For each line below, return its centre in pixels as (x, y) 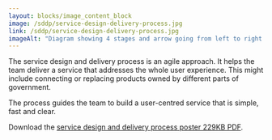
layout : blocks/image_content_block (70, 16)
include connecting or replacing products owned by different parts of (123, 78)
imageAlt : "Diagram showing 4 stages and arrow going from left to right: (137, 38)
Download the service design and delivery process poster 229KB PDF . (126, 127)
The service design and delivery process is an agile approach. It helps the (132, 62)
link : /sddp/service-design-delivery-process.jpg (94, 31)
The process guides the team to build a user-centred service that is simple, (134, 103)
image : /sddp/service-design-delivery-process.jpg (96, 23)
